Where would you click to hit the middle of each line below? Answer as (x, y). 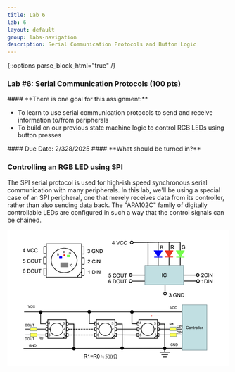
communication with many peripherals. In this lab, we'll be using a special (114, 190)
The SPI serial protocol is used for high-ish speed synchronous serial (107, 182)
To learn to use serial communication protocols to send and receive (115, 113)
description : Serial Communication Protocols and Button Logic (102, 45)
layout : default (31, 30)
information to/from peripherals (63, 120)
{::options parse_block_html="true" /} (62, 66)
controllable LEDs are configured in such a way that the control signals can (116, 212)
